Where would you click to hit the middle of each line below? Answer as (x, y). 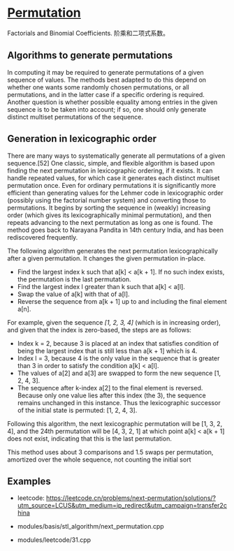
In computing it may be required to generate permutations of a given (105, 72)
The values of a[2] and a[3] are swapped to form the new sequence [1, (119, 373)
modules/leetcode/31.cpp (54, 540)
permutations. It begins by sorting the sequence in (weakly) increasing (109, 207)
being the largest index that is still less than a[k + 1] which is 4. (107, 351)
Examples (29, 481)
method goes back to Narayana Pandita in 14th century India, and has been (115, 230)
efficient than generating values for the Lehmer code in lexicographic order (115, 193)
